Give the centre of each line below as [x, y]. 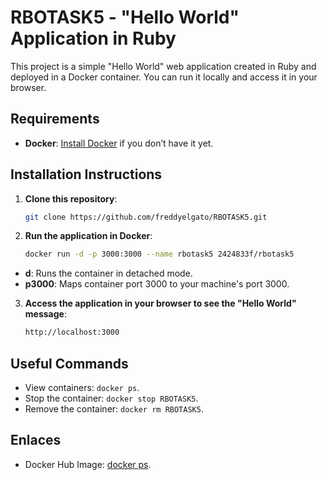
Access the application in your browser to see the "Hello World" [160, 303]
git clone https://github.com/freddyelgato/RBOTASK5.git [146, 217]
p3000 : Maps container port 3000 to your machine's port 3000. [157, 284]
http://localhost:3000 [72, 332]
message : [45, 314]
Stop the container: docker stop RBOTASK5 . [111, 398]
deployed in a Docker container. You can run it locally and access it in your [164, 77]
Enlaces [36, 440]
